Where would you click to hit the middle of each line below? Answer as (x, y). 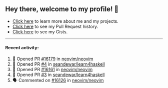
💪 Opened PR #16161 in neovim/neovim (52, 70)
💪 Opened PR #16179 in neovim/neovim (53, 59)
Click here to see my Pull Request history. (55, 26)
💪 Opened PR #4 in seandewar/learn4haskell (58, 64)
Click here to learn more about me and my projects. (65, 21)
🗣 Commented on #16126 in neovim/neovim (58, 81)
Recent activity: (22, 48)
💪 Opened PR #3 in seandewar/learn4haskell (58, 75)
